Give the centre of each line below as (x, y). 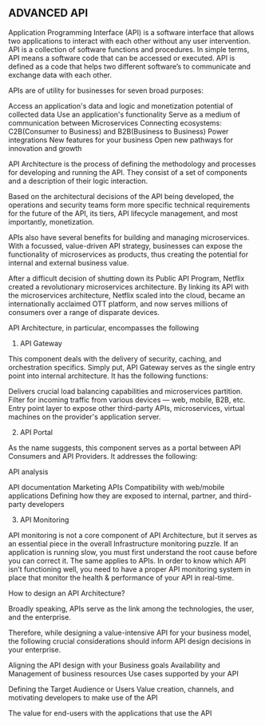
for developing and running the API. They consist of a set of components (128, 172)
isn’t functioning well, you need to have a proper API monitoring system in (130, 569)
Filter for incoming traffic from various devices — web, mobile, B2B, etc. (127, 400)
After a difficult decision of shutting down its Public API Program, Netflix (127, 278)
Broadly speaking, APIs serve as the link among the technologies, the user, (131, 608)
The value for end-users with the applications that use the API (110, 713)
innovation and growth (45, 148)
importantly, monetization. (51, 221)
